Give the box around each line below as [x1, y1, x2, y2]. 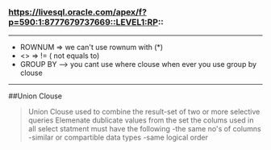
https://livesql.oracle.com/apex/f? [8, 6, 148, 18]
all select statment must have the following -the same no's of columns [27, 124, 261, 134]
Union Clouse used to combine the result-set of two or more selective [27, 107, 261, 117]
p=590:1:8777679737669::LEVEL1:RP [8, 16, 159, 27]
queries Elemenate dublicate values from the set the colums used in [27, 115, 254, 125]
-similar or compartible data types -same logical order [27, 132, 208, 143]
